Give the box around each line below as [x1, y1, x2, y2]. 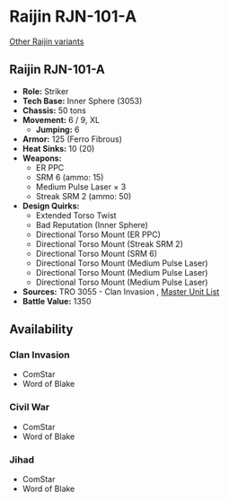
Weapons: [22, 153, 62, 163]
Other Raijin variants [9, 36, 84, 47]
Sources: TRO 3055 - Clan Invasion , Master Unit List [22, 286, 220, 297]
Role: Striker [22, 85, 69, 96]
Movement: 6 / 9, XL [22, 114, 101, 125]
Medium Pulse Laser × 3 [35, 181, 127, 192]
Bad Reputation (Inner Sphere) [35, 219, 148, 230]
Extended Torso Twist [35, 209, 117, 221]
